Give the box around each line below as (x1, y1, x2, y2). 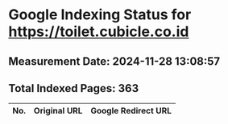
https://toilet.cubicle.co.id (8, 22, 189, 41)
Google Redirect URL (90, 106, 172, 117)
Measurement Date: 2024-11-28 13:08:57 (8, 54, 221, 68)
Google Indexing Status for (8, 6, 192, 24)
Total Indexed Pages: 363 (8, 82, 139, 95)
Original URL (33, 106, 83, 117)
